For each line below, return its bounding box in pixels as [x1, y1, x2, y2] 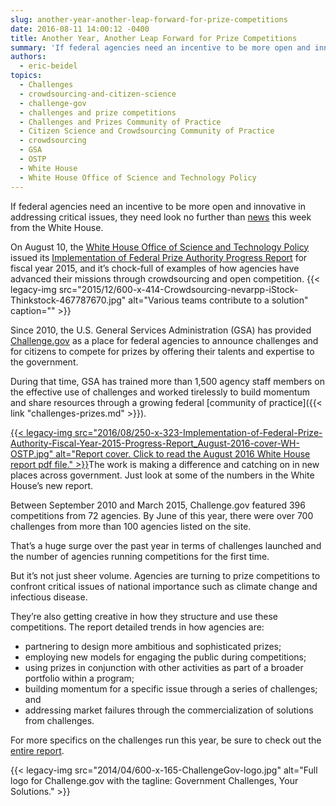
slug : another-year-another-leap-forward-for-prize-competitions [10, 14, 288, 25]
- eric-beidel [19, 61, 78, 71]
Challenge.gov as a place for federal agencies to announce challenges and [10, 334, 319, 346]
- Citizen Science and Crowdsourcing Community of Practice [19, 126, 275, 136]
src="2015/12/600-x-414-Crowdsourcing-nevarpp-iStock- [58, 283, 299, 295]
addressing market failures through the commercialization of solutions [24, 704, 314, 716]
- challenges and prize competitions [19, 107, 177, 118]
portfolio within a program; [24, 672, 135, 684]
